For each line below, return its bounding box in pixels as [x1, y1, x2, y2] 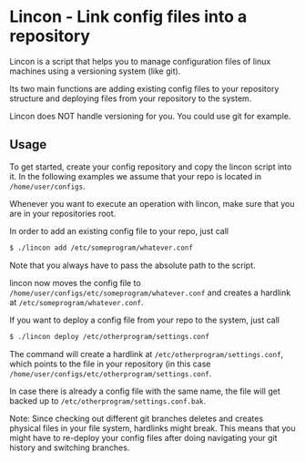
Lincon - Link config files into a [9, 6, 248, 27]
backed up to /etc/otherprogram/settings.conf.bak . [9, 395, 207, 406]
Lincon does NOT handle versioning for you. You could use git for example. [9, 110, 291, 121]
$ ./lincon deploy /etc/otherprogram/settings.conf [9, 332, 209, 341]
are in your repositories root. [9, 208, 117, 219]
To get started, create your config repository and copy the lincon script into [9, 161, 292, 172]
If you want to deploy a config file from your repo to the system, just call [9, 314, 280, 325]
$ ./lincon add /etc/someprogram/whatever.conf [9, 243, 194, 252]
